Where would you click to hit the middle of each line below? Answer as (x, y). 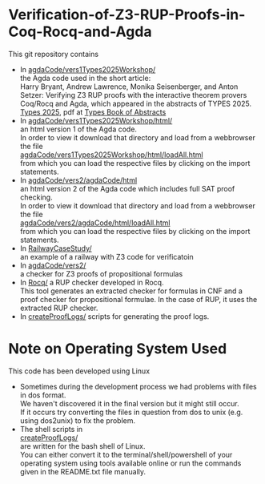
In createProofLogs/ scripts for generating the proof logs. (114, 316)
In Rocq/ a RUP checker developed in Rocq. (92, 282)
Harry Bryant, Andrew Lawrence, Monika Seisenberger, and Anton (129, 87)
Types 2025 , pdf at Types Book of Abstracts (93, 112)
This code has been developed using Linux (79, 371)
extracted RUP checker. (59, 308)
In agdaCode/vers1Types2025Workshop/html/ (96, 120)
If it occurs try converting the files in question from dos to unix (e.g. (131, 412)
